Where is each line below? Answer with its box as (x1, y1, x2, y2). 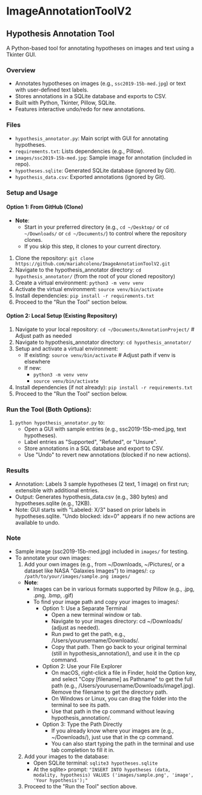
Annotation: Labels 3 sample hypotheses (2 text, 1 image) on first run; (15, 480, 189, 488)
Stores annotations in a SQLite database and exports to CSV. (15, 93, 167, 100)
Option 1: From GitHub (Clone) (6, 203, 84, 210)
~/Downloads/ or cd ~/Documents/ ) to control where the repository (24, 229, 187, 237)
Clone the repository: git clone (15, 254, 94, 261)
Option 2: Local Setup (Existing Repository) (6, 312, 118, 320)
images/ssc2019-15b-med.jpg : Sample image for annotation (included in (15, 153, 192, 161)
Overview (6, 65, 36, 74)
